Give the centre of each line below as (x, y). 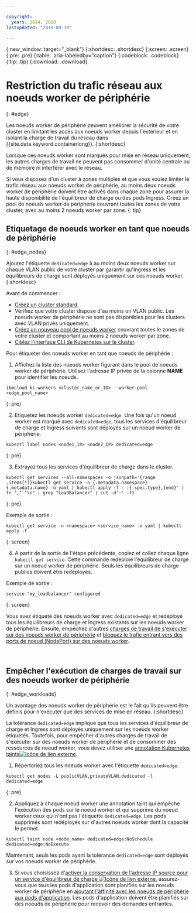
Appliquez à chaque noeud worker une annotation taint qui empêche (97, 803)
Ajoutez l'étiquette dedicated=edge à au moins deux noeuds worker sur (91, 264)
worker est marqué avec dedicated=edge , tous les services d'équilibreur (101, 422)
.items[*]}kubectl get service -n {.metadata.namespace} (77, 483)
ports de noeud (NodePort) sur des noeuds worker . (68, 641)
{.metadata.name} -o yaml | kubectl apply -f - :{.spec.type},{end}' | (95, 488)
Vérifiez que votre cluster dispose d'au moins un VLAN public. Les (94, 311)
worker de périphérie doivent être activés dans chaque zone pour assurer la (98, 192)
